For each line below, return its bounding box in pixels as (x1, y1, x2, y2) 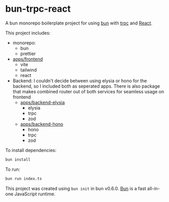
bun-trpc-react (5, 3, 71, 15)
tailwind (20, 67, 37, 73)
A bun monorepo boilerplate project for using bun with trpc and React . (5, 20, 153, 26)
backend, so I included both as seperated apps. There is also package (12, 83, 160, 89)
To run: (5, 166, 20, 172)
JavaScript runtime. (14, 191, 56, 197)
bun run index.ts (5, 176, 42, 181)
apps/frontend (12, 56, 43, 62)
